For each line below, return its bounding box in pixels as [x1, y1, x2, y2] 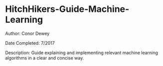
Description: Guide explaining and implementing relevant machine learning [5, 50, 159, 56]
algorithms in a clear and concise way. [5, 55, 84, 61]
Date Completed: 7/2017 [5, 40, 55, 46]
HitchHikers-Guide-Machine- [5, 3, 130, 15]
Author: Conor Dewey [5, 30, 50, 36]
